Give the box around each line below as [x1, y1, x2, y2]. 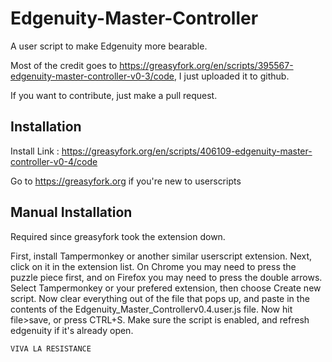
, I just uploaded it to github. [173, 70, 290, 82]
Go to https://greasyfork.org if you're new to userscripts [10, 175, 242, 187]
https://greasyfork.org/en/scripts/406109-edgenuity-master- [61, 145, 313, 157]
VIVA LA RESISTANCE [10, 343, 92, 354]
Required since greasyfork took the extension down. [10, 230, 226, 242]
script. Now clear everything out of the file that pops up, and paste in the [10, 292, 310, 304]
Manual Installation [10, 204, 133, 221]
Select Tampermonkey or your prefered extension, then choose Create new [10, 282, 322, 294]
